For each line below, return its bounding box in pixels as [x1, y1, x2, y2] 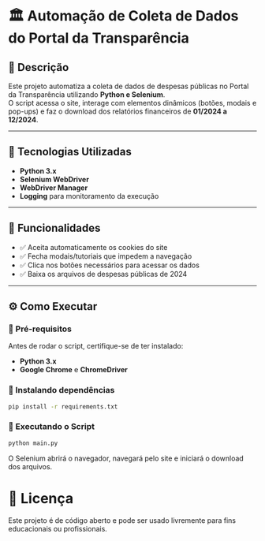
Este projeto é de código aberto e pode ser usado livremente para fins [8, 515, 237, 525]
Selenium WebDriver [19, 174, 89, 184]
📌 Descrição [8, 61, 69, 74]
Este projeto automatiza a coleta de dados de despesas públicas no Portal [8, 81, 249, 91]
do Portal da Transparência [8, 29, 189, 47]
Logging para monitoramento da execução [19, 191, 159, 200]
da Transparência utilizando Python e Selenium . [8, 90, 166, 99]
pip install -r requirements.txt [8, 402, 118, 411]
